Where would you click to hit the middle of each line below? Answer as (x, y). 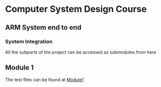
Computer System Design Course (76, 9)
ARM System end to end (43, 27)
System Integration (29, 42)
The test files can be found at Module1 (44, 80)
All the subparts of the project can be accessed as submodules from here (81, 52)
